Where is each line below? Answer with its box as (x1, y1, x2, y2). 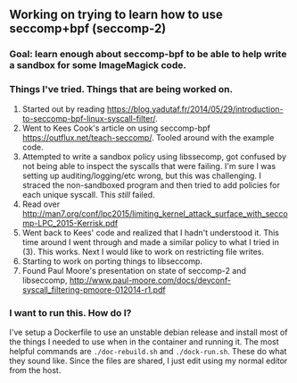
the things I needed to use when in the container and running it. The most (9, 336, 279, 347)
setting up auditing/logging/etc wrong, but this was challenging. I (21, 170, 261, 181)
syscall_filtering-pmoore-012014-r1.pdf (21, 284, 167, 294)
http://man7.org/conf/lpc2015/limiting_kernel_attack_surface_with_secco (21, 208, 288, 218)
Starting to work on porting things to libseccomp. (21, 255, 203, 267)
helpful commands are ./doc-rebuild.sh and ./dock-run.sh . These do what (9, 345, 287, 356)
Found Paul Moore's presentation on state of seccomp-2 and (21, 265, 247, 276)
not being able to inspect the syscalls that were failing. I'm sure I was (21, 160, 276, 171)
